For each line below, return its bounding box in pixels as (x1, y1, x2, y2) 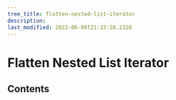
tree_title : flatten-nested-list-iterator (7, 10, 135, 18)
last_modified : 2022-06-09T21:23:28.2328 (7, 24, 133, 31)
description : (7, 17, 46, 24)
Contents (7, 83, 50, 95)
